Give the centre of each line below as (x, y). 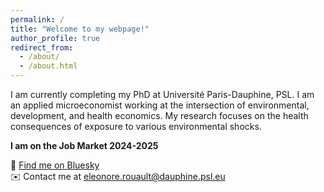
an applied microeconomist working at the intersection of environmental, (160, 105)
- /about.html (48, 66)
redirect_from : (42, 47)
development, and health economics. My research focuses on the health (159, 115)
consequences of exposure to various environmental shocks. (136, 126)
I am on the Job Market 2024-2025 (84, 145)
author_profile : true (55, 38)
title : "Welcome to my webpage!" (80, 29)
